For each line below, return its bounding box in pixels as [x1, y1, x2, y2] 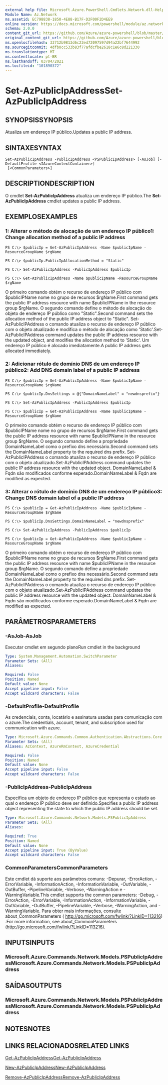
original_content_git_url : [5, 36, 61, 41]
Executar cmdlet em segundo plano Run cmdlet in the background [5, 644, 140, 650]
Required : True [5, 833, 37, 839]
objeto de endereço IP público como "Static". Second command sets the [5, 310, 153, 316]
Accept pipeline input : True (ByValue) [5, 847, 88, 853]
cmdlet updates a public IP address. [47, 198, 121, 204]
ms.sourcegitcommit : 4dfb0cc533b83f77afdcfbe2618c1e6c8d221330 [5, 45, 140, 50]
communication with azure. [5, 725, 61, 731]
